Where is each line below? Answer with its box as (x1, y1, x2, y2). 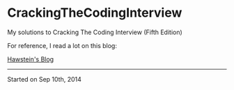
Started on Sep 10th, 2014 (7, 75, 82, 83)
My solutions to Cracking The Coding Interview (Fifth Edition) (7, 28, 182, 36)
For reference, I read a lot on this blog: (7, 41, 117, 50)
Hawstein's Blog (7, 54, 54, 63)
